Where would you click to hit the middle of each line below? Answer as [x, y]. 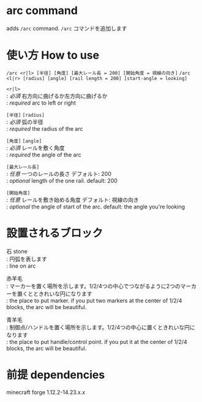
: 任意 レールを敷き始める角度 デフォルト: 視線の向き [73, 200]
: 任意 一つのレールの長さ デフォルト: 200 [59, 174]
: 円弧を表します [27, 259]
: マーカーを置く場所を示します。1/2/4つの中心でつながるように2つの [93, 286]
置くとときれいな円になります [54, 293]
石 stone [17, 251]
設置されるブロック [55, 233]
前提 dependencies [56, 375]
